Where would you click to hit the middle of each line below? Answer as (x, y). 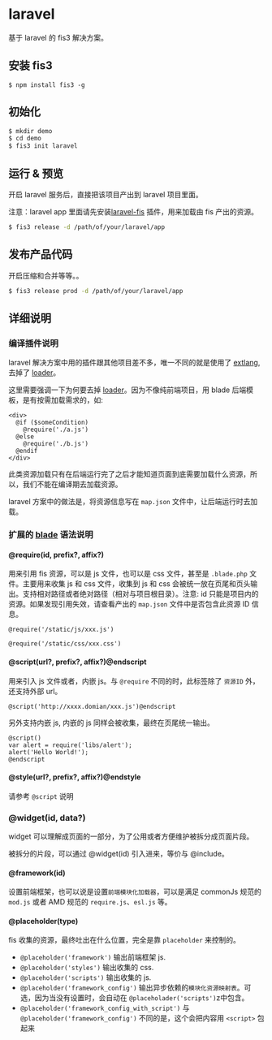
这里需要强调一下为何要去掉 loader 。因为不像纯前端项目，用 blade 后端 (127, 390)
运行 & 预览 (36, 173)
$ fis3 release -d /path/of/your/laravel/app (86, 227)
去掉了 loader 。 (35, 373)
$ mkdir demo (30, 131)
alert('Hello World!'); (49, 752)
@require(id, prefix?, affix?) (56, 555)
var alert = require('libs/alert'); (70, 745)
